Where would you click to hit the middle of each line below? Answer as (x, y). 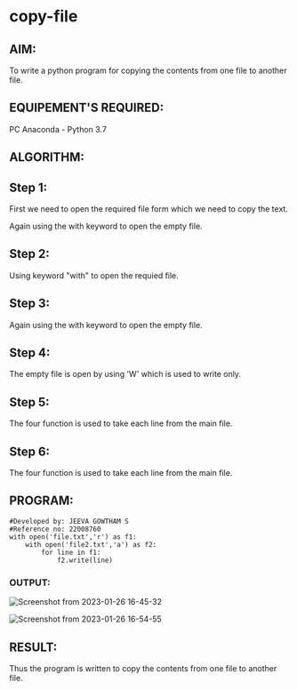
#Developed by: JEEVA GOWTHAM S (69, 521)
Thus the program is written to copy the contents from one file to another (143, 668)
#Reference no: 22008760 (55, 529)
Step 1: (28, 187)
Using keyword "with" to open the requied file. (94, 275)
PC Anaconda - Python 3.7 (58, 129)
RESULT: (33, 647)
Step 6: (30, 451)
